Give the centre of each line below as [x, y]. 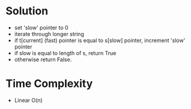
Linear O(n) [28, 100]
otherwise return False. [43, 59]
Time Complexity [49, 84]
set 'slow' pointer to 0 [41, 28]
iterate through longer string [49, 34]
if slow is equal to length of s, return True [65, 53]
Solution [27, 11]
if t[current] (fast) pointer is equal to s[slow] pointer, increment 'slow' [100, 40]
